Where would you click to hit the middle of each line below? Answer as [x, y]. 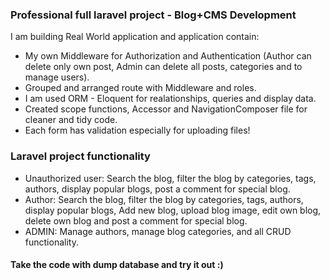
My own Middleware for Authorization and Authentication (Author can [168, 56]
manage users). [57, 77]
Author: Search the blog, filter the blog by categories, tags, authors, [164, 199]
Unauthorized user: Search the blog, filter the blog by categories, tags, [170, 178]
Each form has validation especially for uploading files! [137, 130]
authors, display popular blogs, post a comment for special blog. [157, 189]
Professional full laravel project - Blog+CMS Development [153, 15]
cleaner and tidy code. [71, 120]
